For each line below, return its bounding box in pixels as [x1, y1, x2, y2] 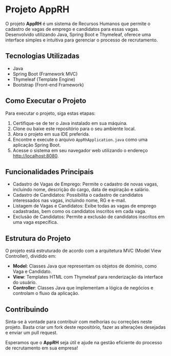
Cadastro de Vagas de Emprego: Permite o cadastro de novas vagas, [12, 181, 159, 187]
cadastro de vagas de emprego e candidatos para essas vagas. [5, 26, 139, 32]
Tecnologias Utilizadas [5, 52, 80, 60]
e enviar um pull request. [5, 329, 58, 336]
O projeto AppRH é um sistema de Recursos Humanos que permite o [5, 20, 151, 27]
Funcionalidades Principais [5, 167, 94, 176]
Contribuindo [5, 305, 49, 313]
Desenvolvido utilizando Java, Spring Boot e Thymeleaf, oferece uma [5, 31, 151, 37]
